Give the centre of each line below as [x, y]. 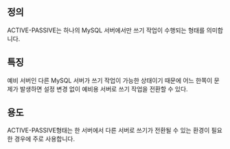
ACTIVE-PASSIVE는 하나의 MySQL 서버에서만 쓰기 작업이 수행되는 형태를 [106, 30]
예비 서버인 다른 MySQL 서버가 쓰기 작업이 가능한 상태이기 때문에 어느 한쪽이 [110, 80]
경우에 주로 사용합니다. [45, 139]
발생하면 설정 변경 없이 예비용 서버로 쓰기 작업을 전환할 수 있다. [104, 89]
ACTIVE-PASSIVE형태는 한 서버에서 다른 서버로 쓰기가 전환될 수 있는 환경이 [108, 130]
